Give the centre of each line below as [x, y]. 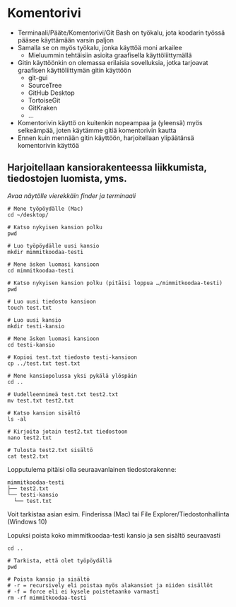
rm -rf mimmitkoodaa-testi [47, 598]
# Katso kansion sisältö [44, 413]
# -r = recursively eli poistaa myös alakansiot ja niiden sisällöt [110, 585]
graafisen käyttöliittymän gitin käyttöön [75, 70]
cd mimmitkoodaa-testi [41, 270]
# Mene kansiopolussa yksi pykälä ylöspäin [72, 376]
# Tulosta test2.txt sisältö [50, 450]
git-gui [38, 77]
